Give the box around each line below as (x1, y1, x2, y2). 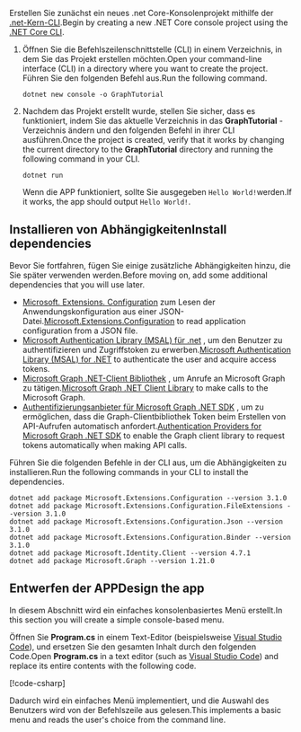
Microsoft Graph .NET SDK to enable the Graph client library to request (22, 430, 285, 441)
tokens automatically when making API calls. (22, 439, 188, 450)
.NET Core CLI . (9, 27, 65, 37)
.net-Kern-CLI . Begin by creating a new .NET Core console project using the (9, 17, 288, 28)
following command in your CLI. (22, 154, 141, 164)
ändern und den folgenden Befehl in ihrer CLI (67, 125, 235, 136)
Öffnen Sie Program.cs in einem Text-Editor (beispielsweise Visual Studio (9, 631, 283, 642)
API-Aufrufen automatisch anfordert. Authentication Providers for (22, 420, 262, 431)
